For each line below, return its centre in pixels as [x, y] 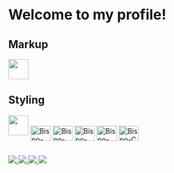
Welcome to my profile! [87, 15]
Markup [28, 44]
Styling [27, 101]
